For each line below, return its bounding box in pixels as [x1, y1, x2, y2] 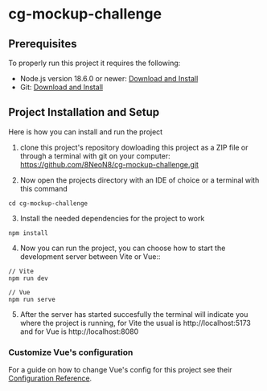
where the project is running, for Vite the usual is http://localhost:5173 [19, 318, 251, 327]
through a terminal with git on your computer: [19, 150, 170, 161]
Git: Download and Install [19, 82, 103, 92]
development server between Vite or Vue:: [19, 251, 161, 261]
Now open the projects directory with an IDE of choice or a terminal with [19, 175, 260, 185]
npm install [8, 228, 48, 237]
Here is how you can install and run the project [8, 126, 163, 137]
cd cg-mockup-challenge [8, 199, 88, 208]
